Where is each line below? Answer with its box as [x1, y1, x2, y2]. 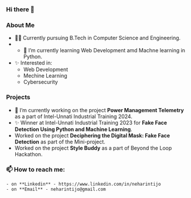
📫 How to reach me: [6, 166, 66, 174]
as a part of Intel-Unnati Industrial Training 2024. [14, 113, 133, 120]
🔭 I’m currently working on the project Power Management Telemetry [14, 106, 185, 113]
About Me [6, 21, 35, 29]
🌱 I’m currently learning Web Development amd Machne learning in [23, 47, 186, 54]
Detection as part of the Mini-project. [14, 138, 105, 145]
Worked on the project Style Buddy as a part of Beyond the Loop [14, 144, 172, 152]
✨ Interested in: [14, 59, 53, 66]
